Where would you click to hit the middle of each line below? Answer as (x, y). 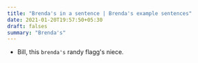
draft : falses (27, 26)
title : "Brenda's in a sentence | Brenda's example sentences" (100, 13)
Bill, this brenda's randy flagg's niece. (70, 52)
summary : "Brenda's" (37, 33)
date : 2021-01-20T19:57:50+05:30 (55, 20)
